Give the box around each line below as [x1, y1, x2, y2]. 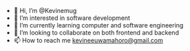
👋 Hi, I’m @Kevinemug [13, 7, 77, 14]
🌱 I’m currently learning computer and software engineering [13, 21, 184, 29]
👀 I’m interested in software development [13, 14, 131, 22]
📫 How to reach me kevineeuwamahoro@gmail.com [13, 37, 163, 44]
